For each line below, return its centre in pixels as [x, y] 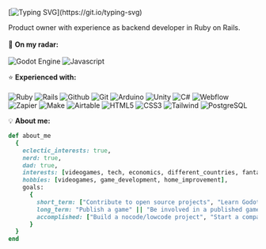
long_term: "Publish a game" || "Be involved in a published [140, 209]
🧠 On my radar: [34, 44]
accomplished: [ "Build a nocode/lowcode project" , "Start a [138, 217]
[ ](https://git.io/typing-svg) [75, 12]
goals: [33, 188]
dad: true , [40, 165]
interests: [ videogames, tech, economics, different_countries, [131, 173]
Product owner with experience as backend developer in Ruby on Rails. [124, 27]
